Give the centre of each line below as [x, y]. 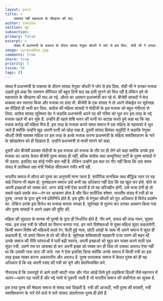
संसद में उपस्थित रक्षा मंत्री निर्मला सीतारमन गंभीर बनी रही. [48, 167]
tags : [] [14, 73]
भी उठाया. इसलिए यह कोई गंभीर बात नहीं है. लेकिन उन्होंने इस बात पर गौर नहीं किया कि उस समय [78, 161]
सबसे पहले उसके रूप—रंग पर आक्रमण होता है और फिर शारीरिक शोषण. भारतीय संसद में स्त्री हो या [79, 193]
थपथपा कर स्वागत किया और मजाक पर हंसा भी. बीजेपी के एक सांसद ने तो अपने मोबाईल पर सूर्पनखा [80, 103]
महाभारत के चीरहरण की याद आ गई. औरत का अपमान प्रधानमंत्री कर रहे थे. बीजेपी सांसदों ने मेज [76, 97]
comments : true [20, 55]
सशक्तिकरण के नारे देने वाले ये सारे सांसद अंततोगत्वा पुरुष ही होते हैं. [56, 293]
